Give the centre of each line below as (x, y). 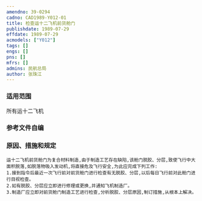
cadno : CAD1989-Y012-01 (37, 18)
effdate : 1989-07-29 (33, 35)
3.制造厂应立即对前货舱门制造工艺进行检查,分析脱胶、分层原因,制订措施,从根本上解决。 (101, 192)
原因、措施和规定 (31, 146)
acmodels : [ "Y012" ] (31, 40)
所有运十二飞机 (25, 111)
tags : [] (17, 46)
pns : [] (16, 57)
